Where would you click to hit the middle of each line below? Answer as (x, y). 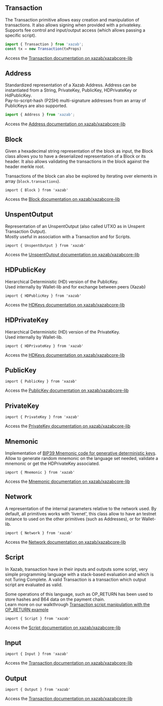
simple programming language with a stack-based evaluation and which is (80, 574)
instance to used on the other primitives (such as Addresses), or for (73, 519)
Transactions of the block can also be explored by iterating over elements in (81, 176)
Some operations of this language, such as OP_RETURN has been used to (79, 594)
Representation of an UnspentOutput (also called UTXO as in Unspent (75, 226)
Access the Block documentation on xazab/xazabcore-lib (63, 199)
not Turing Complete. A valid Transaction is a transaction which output (76, 579)
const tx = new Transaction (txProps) (43, 49)
